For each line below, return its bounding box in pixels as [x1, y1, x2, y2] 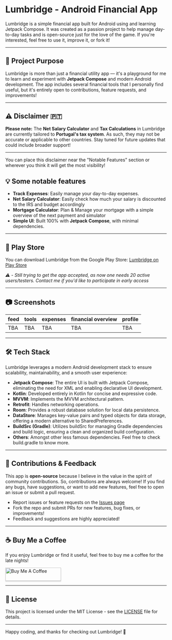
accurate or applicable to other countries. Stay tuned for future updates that [5, 136, 165, 142]
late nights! [5, 557, 29, 563]
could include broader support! [5, 142, 71, 148]
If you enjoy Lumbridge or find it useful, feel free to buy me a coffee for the [5, 552, 164, 558]
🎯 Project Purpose [5, 57, 64, 65]
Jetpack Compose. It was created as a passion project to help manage [5, 26, 155, 32]
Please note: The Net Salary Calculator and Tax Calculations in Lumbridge [5, 125, 165, 131]
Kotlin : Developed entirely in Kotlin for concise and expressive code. [12, 390, 158, 397]
